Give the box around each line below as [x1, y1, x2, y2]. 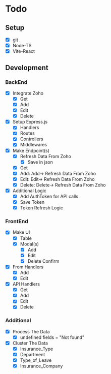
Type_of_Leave [20, 357, 52, 363]
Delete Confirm [27, 258, 60, 264]
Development [5, 63, 49, 72]
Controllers [20, 136, 44, 142]
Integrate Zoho [12, 90, 44, 96]
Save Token [20, 199, 45, 205]
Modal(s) [20, 241, 39, 247]
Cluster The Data [12, 340, 48, 346]
